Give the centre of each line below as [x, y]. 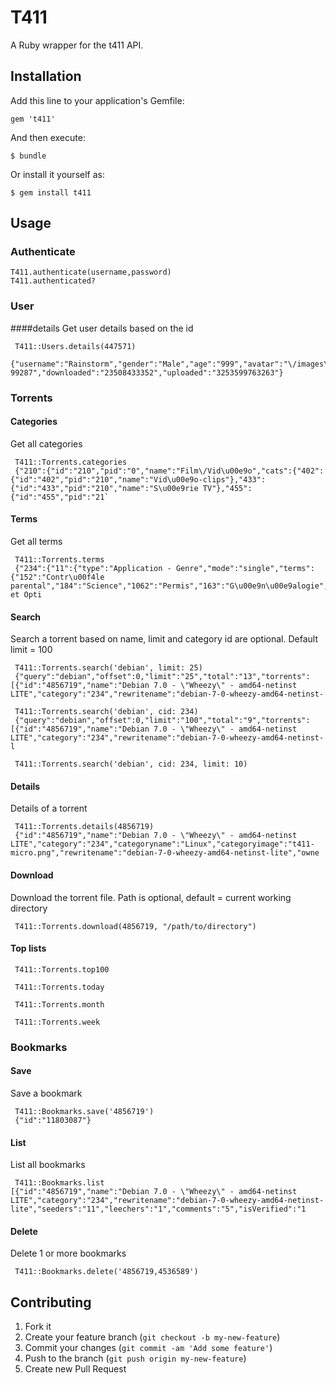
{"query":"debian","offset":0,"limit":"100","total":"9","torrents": [162, 721]
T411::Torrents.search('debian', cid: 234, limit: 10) [131, 764]
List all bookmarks [48, 1165]
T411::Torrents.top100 [62, 969]
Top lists [28, 948]
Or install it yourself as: [57, 174]
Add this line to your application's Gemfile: [97, 100]
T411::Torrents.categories [71, 462]
